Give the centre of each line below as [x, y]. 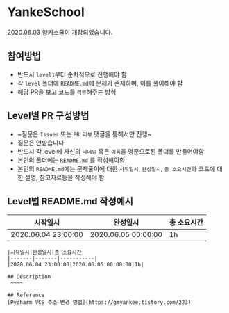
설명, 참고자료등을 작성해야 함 [65, 177]
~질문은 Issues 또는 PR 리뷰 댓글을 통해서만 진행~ [84, 134]
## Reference [26, 295]
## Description [29, 277]
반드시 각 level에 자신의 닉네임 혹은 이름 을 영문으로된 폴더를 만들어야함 [111, 151]
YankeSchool [46, 12]
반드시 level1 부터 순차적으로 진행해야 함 [72, 74]
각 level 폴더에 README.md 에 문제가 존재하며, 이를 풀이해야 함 [100, 83]
